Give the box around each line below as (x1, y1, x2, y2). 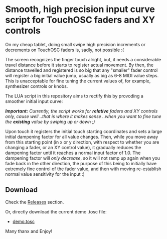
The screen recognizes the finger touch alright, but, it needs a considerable (5, 56, 161, 62)
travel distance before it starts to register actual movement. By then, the (5, 62, 154, 68)
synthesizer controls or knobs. (5, 83, 68, 89)
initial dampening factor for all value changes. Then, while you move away (5, 134, 158, 140)
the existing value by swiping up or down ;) (5, 118, 95, 125)
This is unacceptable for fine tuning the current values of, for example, (5, 78, 151, 84)
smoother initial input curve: (5, 98, 63, 104)
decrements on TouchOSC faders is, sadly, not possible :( (5, 47, 124, 53)
